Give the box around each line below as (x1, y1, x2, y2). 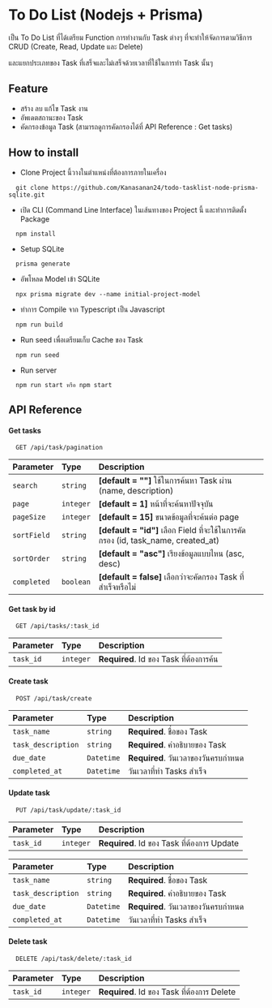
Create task (8, 676, 49, 686)
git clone (15, 183, 49, 192)
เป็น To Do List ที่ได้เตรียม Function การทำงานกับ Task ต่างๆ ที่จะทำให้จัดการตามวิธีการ (8, 32, 253, 42)
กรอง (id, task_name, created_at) (98, 535, 220, 546)
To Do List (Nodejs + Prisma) (8, 6, 204, 24)
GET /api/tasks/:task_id (15, 622, 100, 631)
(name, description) (98, 485, 174, 497)
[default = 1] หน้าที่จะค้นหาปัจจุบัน (98, 498, 214, 510)
